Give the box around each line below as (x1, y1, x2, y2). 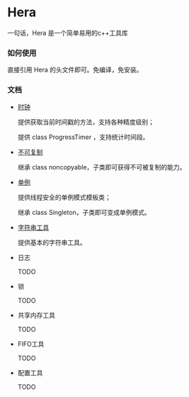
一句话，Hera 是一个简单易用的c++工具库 (7, 28, 129, 37)
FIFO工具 (17, 340, 45, 348)
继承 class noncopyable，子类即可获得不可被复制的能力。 (17, 162, 186, 171)
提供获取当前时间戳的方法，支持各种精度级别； (17, 118, 154, 126)
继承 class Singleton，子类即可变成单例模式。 (17, 208, 151, 216)
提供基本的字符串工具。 (17, 238, 86, 247)
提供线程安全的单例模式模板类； (17, 193, 111, 201)
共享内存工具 (17, 311, 55, 319)
